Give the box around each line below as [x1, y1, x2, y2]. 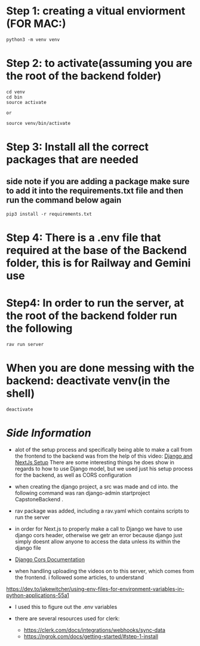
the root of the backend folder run [6, 309, 177, 323]
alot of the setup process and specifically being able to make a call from [14, 446, 193, 453]
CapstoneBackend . [14, 495, 64, 503]
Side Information [6, 426, 91, 440]
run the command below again [6, 195, 122, 206]
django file [14, 544, 41, 551]
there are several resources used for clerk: [14, 614, 120, 622]
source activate [6, 99, 47, 105]
